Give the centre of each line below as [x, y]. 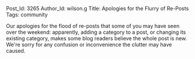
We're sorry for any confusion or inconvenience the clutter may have [89, 44]
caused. [16, 51]
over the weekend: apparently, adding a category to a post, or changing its [96, 32]
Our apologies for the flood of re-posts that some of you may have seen [93, 26]
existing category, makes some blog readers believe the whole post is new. [97, 38]
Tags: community [27, 15]
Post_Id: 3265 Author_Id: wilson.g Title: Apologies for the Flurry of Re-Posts [97, 8]
